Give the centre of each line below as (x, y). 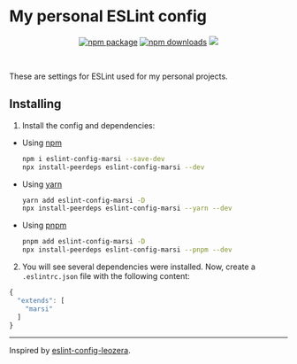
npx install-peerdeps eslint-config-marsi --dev (113, 167)
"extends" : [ (41, 300)
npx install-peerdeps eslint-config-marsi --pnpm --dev (127, 250)
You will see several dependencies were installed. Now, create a (139, 267)
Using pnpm (44, 225)
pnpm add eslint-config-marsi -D (84, 242)
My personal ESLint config (108, 16)
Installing (35, 104)
